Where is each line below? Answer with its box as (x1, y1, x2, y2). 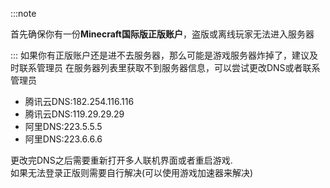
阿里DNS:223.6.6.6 (24, 133, 103, 145)
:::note (10, 8, 37, 19)
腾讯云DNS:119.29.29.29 (24, 108, 125, 120)
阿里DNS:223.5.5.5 (24, 121, 103, 132)
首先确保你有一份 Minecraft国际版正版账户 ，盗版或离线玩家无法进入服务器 (10, 28, 315, 40)
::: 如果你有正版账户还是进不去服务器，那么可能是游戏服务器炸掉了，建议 (10, 49, 310, 61)
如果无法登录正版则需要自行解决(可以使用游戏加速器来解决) (10, 167, 254, 178)
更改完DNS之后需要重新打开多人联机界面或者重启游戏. (10, 154, 233, 166)
